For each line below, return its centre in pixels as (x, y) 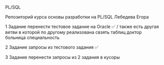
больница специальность (32, 37)
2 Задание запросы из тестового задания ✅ (52, 47)
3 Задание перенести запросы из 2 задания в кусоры (62, 57)
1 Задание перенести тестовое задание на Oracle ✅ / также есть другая (82, 26)
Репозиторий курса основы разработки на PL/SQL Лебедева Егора (77, 17)
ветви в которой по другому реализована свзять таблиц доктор (73, 32)
